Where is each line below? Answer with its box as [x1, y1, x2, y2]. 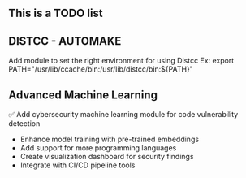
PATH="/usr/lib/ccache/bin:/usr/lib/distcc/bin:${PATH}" [8, 64, 193, 74]
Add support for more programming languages [19, 143, 177, 153]
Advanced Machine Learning [8, 88, 158, 102]
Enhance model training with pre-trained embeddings [19, 134, 200, 145]
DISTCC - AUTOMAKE [8, 34, 122, 48]
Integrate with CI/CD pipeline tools [19, 160, 136, 170]
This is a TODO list [8, 7, 103, 20]
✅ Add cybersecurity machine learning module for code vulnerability [8, 110, 239, 119]
